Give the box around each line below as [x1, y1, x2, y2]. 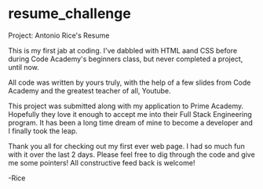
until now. [8, 62, 39, 71]
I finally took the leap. [8, 126, 79, 136]
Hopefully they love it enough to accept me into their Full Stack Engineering [8, 109, 253, 118]
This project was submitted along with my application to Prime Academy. [8, 101, 244, 111]
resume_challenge [8, 5, 131, 23]
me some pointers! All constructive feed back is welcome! [8, 158, 195, 167]
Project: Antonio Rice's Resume [8, 31, 110, 40]
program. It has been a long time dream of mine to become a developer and [8, 118, 253, 127]
